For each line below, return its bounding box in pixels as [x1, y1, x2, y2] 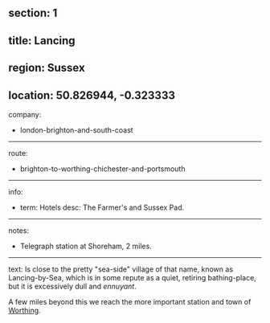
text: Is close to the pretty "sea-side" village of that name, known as [8, 264, 234, 274]
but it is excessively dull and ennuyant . [8, 281, 137, 291]
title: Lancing [8, 34, 76, 47]
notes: [8, 225, 30, 235]
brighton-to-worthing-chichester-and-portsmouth [19, 164, 186, 174]
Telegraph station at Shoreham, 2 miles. [19, 241, 153, 251]
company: [8, 109, 42, 119]
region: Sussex [8, 61, 86, 75]
